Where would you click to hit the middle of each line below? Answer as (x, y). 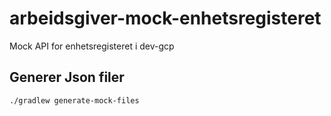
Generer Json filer (67, 77)
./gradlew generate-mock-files (74, 100)
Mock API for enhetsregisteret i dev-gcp (92, 46)
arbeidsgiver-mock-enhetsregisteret (165, 18)
